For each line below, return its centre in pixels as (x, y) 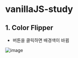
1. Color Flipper (29, 28)
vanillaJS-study (39, 9)
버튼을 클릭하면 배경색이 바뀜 (41, 40)
